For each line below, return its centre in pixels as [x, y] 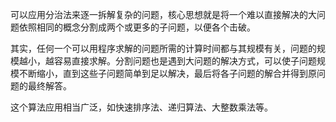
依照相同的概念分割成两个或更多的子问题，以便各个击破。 [137, 27]
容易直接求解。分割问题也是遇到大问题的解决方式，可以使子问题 [185, 61]
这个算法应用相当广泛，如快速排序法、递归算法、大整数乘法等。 [141, 107]
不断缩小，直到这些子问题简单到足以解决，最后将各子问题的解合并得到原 [167, 73]
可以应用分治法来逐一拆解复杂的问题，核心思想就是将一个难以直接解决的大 [163, 14]
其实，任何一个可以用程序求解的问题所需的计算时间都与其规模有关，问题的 [163, 48]
